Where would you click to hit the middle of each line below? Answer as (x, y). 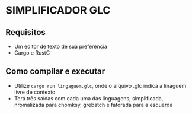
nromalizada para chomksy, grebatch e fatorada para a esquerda (93, 104)
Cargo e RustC (32, 53)
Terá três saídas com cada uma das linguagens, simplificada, (89, 98)
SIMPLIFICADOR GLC (58, 10)
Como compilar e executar (55, 72)
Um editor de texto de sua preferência (60, 46)
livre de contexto (35, 92)
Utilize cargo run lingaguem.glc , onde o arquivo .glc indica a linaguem (100, 85)
